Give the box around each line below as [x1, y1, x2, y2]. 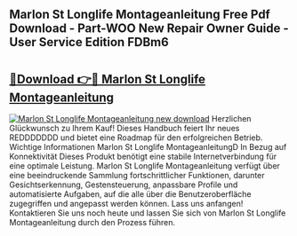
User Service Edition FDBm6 [9, 35, 169, 50]
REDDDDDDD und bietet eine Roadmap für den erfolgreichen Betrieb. [9, 132, 263, 143]
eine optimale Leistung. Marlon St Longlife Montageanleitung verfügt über [9, 161, 280, 171]
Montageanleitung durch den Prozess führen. [9, 217, 176, 227]
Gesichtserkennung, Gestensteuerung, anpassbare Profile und [9, 179, 238, 190]
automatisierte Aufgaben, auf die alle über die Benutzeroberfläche [9, 189, 252, 199]
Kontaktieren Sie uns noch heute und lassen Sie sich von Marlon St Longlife [9, 208, 286, 218]
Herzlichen [212, 114, 252, 123]
